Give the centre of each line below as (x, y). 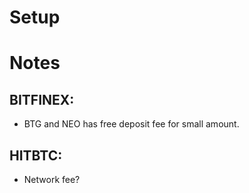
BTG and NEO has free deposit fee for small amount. (131, 124)
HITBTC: (36, 155)
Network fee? (52, 179)
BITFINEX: (42, 99)
